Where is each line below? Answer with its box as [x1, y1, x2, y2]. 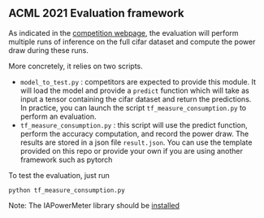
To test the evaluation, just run [8, 170, 110, 180]
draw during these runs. [8, 45, 89, 55]
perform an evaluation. [19, 111, 97, 121]
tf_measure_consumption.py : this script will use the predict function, [19, 120, 248, 129]
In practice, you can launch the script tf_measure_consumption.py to [19, 102, 246, 112]
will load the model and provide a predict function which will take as [19, 85, 249, 95]
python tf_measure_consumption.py [8, 186, 126, 194]
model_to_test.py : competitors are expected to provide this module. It [19, 76, 256, 86]
